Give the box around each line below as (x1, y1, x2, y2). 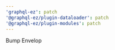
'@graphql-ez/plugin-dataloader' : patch (5, 15, 110, 21)
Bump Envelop (5, 37, 42, 45)
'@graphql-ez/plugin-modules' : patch (5, 20, 101, 26)
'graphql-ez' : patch (5, 9, 58, 15)
